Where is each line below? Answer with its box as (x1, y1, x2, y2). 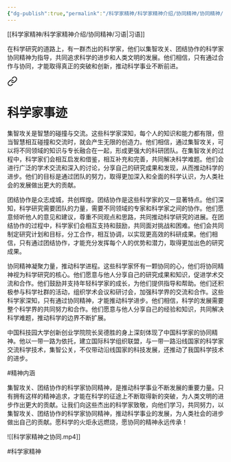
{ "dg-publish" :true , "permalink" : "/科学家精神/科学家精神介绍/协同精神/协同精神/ (7, 10, 223, 17)
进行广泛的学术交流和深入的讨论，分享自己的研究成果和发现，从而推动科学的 (7, 163, 224, 172)
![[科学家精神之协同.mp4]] (7, 432, 81, 441)
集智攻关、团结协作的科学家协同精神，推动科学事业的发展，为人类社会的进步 (7, 409, 224, 417)
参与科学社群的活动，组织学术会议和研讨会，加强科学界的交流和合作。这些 (12, 288, 224, 296)
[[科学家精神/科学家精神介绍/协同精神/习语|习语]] (7, 30, 146, 38)
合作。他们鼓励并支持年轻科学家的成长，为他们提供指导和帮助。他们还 (19, 279, 218, 287)
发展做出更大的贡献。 (19, 181, 80, 189)
